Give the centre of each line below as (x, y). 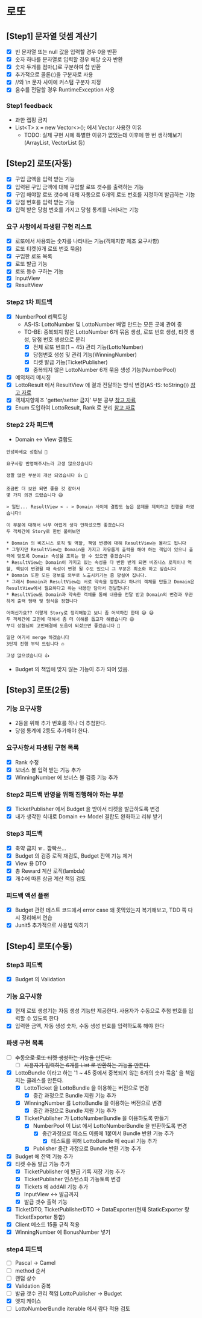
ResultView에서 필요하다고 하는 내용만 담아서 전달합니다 (68, 588)
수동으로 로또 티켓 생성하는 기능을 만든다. (63, 1058)
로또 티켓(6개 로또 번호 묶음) (49, 249)
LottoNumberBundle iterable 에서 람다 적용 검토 (73, 1308)
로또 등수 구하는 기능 (39, 271)
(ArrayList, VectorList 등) (55, 142)
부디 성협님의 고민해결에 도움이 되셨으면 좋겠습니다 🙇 (63, 626)
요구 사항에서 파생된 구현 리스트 (49, 227)
